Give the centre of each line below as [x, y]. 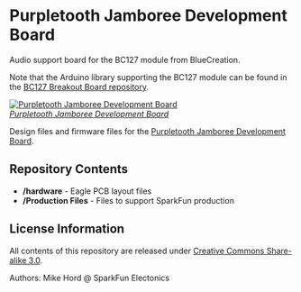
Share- [279, 251]
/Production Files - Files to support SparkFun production [128, 200]
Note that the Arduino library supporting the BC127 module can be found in [148, 77]
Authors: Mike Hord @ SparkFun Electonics [89, 278]
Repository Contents [69, 169]
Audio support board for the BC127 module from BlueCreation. [125, 59]
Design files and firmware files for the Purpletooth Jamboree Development [148, 131]
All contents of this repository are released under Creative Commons [137, 251]
